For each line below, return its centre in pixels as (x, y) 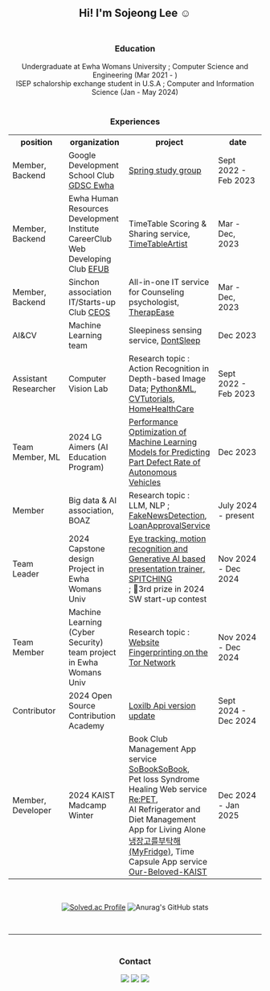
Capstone (87, 548)
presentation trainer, (167, 568)
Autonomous (153, 472)
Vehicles (145, 482)
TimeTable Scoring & (168, 223)
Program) (86, 467)
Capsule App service (168, 861)
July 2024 (237, 505)
